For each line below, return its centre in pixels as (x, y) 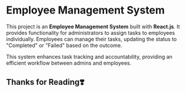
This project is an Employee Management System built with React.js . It (93, 26)
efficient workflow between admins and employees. (69, 63)
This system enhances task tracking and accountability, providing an (89, 57)
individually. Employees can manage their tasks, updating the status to (92, 39)
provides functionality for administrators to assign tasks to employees (91, 32)
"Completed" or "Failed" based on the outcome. (64, 45)
